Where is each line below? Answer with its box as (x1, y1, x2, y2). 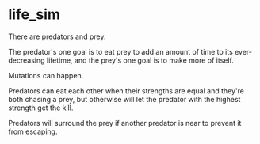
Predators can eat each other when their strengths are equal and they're (8, 85, 244, 96)
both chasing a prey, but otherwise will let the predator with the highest (8, 94, 241, 104)
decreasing (8, 55, 45, 65)
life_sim (8, 6, 61, 24)
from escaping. (8, 127, 58, 136)
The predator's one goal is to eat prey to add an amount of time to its (8, 47, 234, 56)
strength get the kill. (8, 103, 74, 112)
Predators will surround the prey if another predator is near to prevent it (8, 118, 242, 127)
